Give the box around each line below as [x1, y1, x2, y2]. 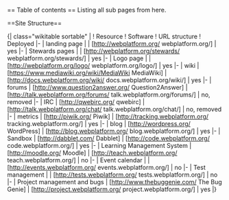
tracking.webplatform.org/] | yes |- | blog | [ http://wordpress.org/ [7, 120, 191, 127]
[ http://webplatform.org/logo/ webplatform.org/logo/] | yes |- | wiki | [7, 62, 200, 69]
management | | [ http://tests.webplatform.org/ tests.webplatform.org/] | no [7, 171, 218, 179]
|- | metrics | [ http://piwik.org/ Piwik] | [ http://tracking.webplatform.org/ [7, 112, 209, 121]
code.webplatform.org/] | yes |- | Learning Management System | [7, 142, 192, 149]
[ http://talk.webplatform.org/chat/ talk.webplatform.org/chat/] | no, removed [7, 105, 222, 113]
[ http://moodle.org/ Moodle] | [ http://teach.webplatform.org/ [7, 149, 178, 157]
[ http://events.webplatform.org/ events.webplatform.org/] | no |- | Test [7, 164, 206, 171]
